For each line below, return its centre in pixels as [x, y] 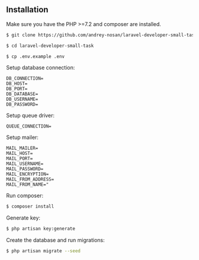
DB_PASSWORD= [22, 104]
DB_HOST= [17, 84]
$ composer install [30, 207]
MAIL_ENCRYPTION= [28, 175]
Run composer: [25, 196]
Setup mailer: [22, 137]
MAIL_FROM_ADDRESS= [30, 180]
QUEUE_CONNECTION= [29, 126]
